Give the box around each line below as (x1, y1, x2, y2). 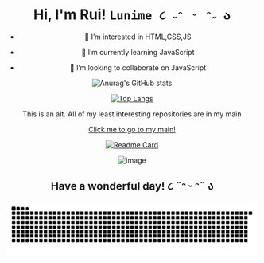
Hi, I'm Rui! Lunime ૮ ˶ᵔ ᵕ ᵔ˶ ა (33, 6, 231, 24)
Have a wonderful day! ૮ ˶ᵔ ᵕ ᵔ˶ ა (50, 179, 214, 193)
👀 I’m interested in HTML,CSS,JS (84, 32, 192, 41)
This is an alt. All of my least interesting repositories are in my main (22, 109, 242, 119)
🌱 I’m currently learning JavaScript (81, 47, 195, 57)
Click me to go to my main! (88, 124, 176, 134)
